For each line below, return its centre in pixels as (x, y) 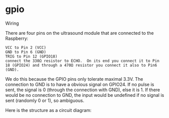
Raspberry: (17, 38)
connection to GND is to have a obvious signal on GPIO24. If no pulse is (80, 84)
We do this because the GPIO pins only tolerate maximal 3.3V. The (74, 79)
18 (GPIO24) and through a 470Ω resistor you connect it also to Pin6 (81, 65)
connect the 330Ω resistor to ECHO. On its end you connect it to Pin (82, 61)
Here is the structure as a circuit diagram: (49, 110)
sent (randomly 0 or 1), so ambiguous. (45, 100)
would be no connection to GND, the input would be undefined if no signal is (85, 95)
